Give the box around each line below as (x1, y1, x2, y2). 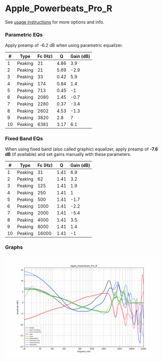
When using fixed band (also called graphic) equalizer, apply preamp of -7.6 (5, 146, 158, 152)
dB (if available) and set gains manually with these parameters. (5, 151, 132, 157)
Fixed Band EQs (5, 135, 43, 142)
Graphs (5, 244, 23, 251)
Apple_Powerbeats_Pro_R (5, 3, 112, 14)
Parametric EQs (5, 31, 43, 38)
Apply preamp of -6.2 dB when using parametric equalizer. (5, 43, 123, 48)
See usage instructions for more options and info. (5, 19, 105, 25)
